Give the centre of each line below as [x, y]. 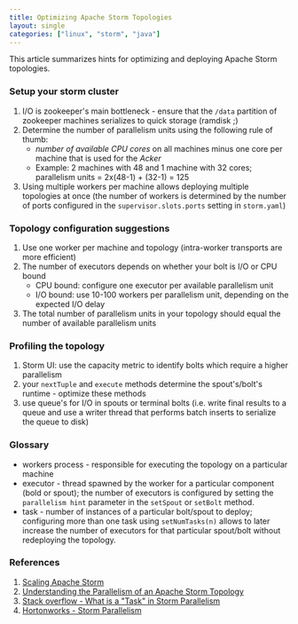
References [35, 563]
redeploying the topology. [69, 540]
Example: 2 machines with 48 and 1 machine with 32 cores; [144, 167]
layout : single [37, 26]
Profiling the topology [57, 345]
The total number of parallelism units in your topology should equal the [151, 313]
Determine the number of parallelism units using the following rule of [147, 130]
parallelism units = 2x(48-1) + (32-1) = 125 [112, 177]
